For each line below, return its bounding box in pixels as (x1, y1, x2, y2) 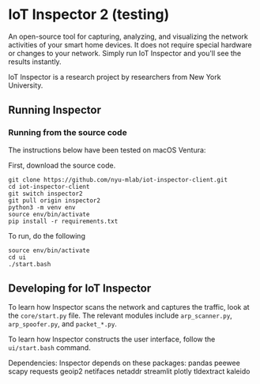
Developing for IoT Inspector (8, 282, 152, 296)
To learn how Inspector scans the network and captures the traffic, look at (8, 303, 251, 312)
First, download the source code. (8, 160, 116, 170)
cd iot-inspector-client (8, 183, 90, 190)
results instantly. (8, 57, 62, 66)
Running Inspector (8, 104, 101, 117)
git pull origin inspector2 (8, 196, 101, 205)
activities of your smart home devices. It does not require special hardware (8, 40, 253, 49)
